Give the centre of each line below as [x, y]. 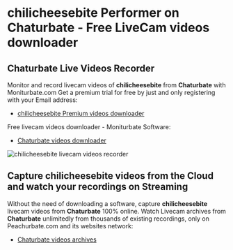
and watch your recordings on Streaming [98, 187]
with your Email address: [42, 100]
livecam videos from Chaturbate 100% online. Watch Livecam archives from [116, 211]
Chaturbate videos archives [57, 240]
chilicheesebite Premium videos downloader [81, 113]
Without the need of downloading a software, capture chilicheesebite [107, 203]
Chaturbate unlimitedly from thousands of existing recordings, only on [109, 219]
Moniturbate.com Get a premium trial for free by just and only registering [111, 93]
